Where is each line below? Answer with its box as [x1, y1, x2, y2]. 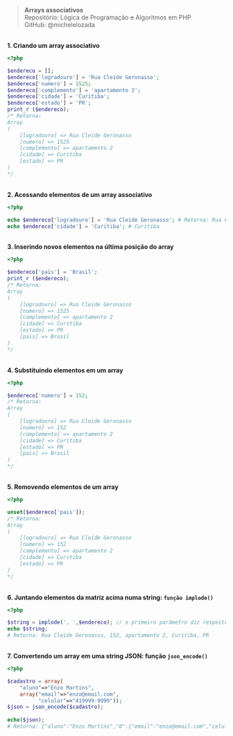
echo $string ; [7, 626, 49, 633]
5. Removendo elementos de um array [7, 483, 119, 491]
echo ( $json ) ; [7, 717, 45, 724]
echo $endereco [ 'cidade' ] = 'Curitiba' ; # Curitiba [7, 223, 159, 230]
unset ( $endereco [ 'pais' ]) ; [7, 508, 85, 515]
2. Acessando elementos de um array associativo [7, 190, 153, 198]
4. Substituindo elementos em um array [7, 366, 123, 374]
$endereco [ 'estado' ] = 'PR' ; [7, 100, 92, 107]
